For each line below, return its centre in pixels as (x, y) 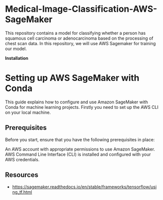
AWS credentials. (22, 159)
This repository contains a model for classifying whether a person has (75, 33)
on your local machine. (28, 112)
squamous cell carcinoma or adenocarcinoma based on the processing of (79, 38)
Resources (22, 175)
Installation (17, 58)
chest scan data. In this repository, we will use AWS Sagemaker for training (81, 43)
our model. (16, 49)
